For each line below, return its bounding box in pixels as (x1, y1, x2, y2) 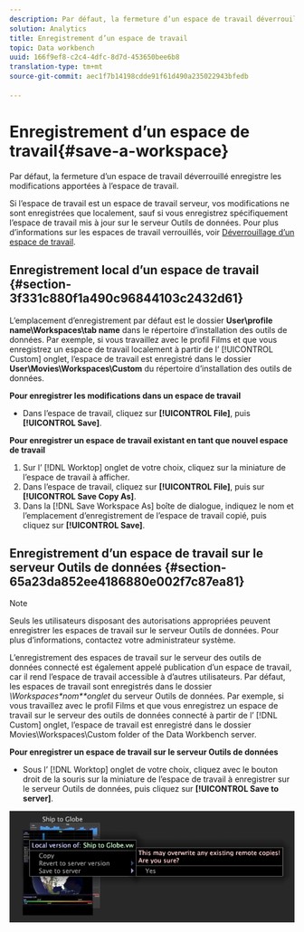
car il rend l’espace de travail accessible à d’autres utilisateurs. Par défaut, (9, 671, 286, 682)
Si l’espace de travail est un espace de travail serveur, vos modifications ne (9, 197, 290, 208)
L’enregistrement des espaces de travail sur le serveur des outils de (9, 652, 262, 663)
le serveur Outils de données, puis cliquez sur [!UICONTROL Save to (22, 784, 279, 794)
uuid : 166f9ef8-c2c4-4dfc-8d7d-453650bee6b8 (9, 52, 180, 62)
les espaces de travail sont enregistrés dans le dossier (9, 681, 213, 692)
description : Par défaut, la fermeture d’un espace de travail (9, 14, 253, 24)
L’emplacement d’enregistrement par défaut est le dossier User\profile (9, 315, 273, 326)
